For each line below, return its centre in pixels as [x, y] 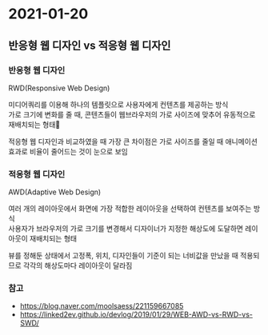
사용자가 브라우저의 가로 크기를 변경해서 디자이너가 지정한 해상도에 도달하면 [126, 229]
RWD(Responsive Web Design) [59, 88]
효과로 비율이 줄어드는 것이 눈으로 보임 [68, 151]
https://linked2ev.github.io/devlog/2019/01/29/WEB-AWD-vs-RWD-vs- [136, 315]
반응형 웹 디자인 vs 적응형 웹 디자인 [90, 45]
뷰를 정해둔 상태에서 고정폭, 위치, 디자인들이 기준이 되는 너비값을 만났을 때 [123, 256]
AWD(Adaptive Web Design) [55, 192]
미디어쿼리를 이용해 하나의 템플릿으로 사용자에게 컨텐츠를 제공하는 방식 [118, 104]
